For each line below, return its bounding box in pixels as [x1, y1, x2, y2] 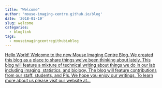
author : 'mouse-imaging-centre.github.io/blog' [5, 12, 103, 16]
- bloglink [9, 29, 31, 34]
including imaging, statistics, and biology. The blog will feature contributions [5, 67, 157, 73]
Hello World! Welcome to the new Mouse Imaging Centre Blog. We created [5, 52, 154, 58]
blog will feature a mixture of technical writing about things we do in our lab [5, 62, 156, 68]
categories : [5, 25, 29, 30]
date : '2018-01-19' [5, 16, 44, 21]
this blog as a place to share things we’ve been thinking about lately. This [5, 57, 151, 63]
